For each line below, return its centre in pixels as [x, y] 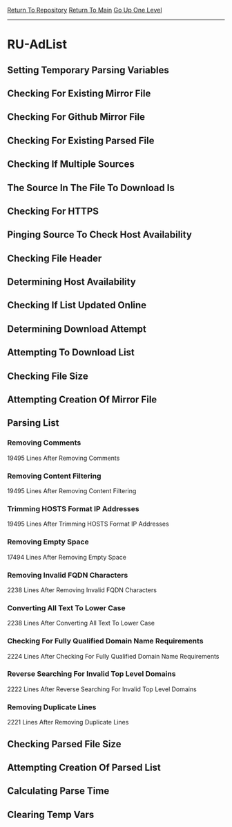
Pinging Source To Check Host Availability [99, 235]
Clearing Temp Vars [51, 814]
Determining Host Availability [71, 282]
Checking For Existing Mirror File [79, 93]
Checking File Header [55, 258]
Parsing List [33, 423]
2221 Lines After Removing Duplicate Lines [68, 722]
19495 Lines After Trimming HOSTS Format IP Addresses [88, 524]
